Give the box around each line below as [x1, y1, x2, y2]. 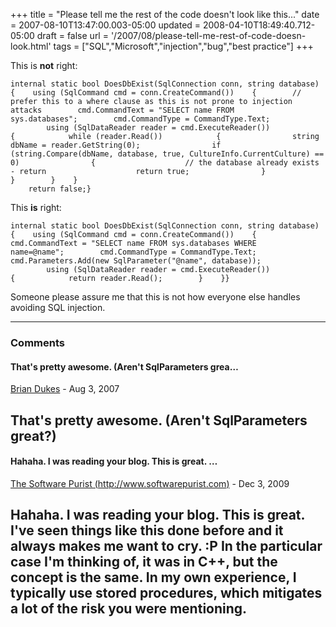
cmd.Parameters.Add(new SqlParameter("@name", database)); [10, 256, 262, 266]
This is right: [10, 202, 62, 213]
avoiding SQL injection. [10, 302, 106, 313]
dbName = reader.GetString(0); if [10, 140, 222, 150]
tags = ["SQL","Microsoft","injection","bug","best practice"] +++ [53, 40, 314, 52]
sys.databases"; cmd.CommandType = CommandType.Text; [10, 114, 271, 124]
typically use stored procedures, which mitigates [10, 585, 323, 602]
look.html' [10, 40, 52, 52]
